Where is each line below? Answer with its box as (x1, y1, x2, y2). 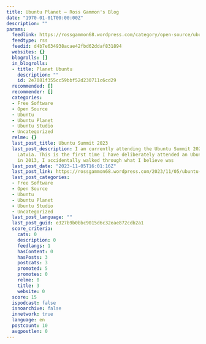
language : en (12, 317, 45, 323)
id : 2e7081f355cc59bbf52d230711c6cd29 (17, 77, 116, 83)
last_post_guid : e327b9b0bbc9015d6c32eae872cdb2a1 (12, 220, 144, 226)
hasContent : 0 (17, 248, 53, 254)
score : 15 (12, 294, 37, 300)
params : (6, 26, 26, 32)
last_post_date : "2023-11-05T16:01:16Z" (12, 163, 116, 169)
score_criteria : (12, 226, 53, 232)
